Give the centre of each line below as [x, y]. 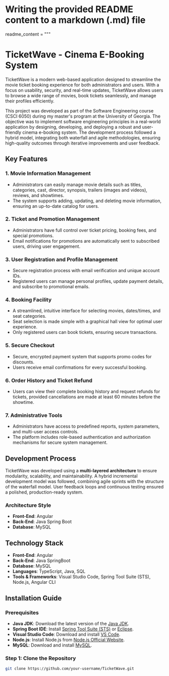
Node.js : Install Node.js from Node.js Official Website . [69, 640]
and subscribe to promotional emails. [51, 287]
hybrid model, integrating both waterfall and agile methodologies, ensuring [83, 137]
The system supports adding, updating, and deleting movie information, [87, 201]
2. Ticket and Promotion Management [52, 219]
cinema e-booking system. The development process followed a [89, 132]
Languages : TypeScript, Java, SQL [49, 572]
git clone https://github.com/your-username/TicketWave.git [70, 669]
